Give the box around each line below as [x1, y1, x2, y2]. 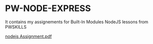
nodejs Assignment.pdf [5, 33, 52, 39]
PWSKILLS [5, 24, 27, 29]
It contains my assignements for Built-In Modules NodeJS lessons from [5, 19, 149, 25]
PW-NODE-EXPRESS [5, 3, 91, 14]
